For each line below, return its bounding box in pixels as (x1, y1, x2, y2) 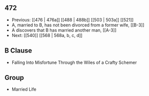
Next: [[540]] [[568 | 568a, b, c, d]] (11, 32, 83, 38)
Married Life (11, 86, 37, 92)
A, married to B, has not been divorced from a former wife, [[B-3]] (11, 22, 145, 28)
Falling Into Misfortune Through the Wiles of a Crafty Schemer (11, 59, 137, 65)
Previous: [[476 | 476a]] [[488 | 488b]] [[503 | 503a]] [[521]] (11, 17, 134, 22)
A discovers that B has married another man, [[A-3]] (11, 27, 117, 33)
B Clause (4, 46, 32, 55)
